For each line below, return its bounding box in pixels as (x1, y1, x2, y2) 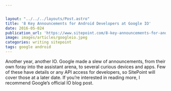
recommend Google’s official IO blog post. (5, 79, 94, 86)
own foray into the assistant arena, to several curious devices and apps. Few (5, 64, 166, 70)
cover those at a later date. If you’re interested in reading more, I (5, 74, 140, 80)
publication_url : (5, 30, 42, 35)
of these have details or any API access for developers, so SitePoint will (5, 69, 155, 75)
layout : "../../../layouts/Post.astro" (5, 16, 90, 21)
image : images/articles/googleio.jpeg (5, 35, 88, 40)
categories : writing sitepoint (5, 40, 72, 45)
